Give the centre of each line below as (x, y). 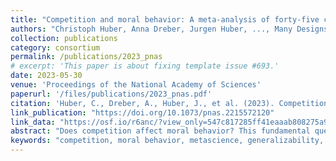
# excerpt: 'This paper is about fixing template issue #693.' (145, 66)
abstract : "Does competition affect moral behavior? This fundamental (160, 131)
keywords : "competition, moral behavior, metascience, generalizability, (167, 141)
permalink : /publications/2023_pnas (86, 57)
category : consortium (55, 47)
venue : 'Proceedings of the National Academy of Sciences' (136, 85)
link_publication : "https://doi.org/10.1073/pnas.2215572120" (142, 112)
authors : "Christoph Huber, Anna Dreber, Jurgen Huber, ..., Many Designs (169, 29)
